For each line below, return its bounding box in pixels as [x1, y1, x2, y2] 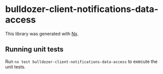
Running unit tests [5, 45, 64, 53]
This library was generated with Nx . [5, 30, 79, 36]
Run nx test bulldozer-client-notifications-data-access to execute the [5, 58, 158, 64]
